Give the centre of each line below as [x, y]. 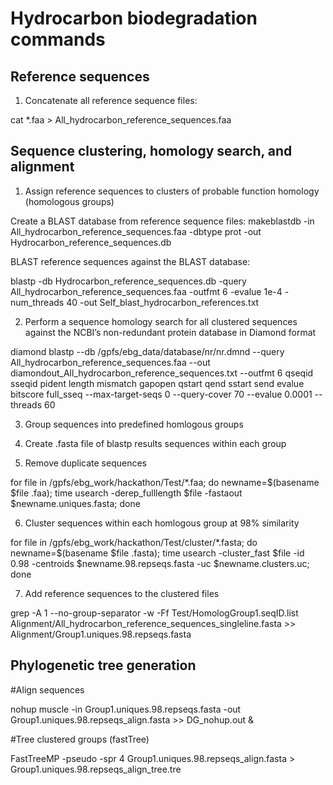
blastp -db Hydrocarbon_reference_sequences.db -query [128, 281]
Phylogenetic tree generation [103, 665]
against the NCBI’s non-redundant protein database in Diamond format [170, 332]
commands [58, 39]
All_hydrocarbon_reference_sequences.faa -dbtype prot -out [136, 231]
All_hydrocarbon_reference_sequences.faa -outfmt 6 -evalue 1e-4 [146, 291]
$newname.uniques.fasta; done [75, 503]
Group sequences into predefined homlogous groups [134, 424]
